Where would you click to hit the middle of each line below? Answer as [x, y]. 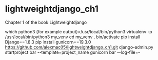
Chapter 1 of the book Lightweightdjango [46, 22]
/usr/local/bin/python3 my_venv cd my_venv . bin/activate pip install [73, 37]
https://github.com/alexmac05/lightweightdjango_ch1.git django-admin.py [79, 47]
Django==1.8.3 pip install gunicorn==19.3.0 [48, 42]
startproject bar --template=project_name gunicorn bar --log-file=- [73, 52]
